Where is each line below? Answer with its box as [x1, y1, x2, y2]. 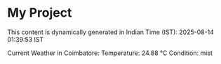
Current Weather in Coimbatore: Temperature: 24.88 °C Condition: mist [7, 49, 213, 57]
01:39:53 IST [7, 35, 44, 43]
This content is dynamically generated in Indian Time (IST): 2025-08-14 [7, 28, 214, 36]
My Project [7, 5, 72, 21]
